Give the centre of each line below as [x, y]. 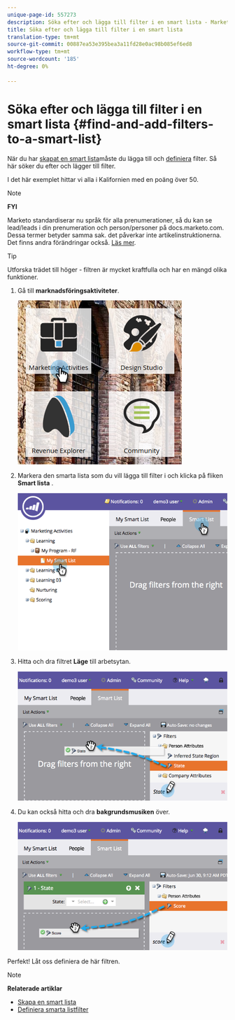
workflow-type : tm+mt [39, 52]
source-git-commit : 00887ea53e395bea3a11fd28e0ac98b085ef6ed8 [100, 44]
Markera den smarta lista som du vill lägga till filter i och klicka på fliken [120, 475]
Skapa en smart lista [47, 1002]
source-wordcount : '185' [43, 59]
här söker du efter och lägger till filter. [62, 166]
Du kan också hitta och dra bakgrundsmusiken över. [93, 812]
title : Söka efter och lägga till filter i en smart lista [95, 29]
